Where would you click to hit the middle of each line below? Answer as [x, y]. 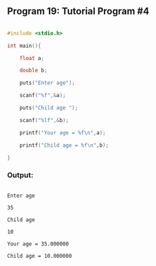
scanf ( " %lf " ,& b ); [44, 120]
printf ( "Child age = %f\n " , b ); [64, 145]
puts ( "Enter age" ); [47, 83]
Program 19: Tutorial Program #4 [78, 11]
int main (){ [24, 45]
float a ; [32, 58]
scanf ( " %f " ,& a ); [43, 96]
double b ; [34, 71]
